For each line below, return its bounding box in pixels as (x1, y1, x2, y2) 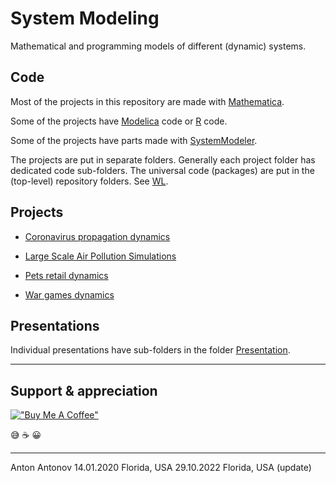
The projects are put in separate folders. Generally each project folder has (10, 153, 316, 166)
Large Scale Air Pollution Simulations (24, 250, 177, 262)
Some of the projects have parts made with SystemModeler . (10, 134, 258, 146)
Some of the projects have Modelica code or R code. (10, 115, 228, 127)
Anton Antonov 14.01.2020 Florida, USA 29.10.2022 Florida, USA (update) (10, 462, 312, 474)
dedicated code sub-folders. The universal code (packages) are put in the (10, 164, 315, 176)
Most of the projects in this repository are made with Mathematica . (10, 95, 285, 107)
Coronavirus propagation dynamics (24, 230, 171, 242)
